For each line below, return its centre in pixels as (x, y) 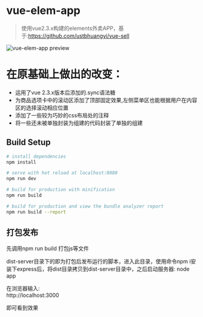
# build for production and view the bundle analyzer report (85, 206)
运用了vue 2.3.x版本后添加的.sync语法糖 (65, 92)
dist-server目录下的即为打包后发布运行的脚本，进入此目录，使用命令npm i (98, 261)
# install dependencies (36, 156)
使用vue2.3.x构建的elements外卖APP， (70, 28)
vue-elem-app (43, 11)
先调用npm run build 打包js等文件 (48, 248)
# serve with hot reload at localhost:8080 (62, 173)
